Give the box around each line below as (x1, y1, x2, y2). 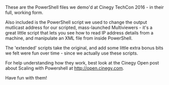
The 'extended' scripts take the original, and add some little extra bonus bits (5, 45, 163, 50)
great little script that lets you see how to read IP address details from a (5, 30, 154, 35)
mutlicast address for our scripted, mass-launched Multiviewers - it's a (5, 24, 153, 30)
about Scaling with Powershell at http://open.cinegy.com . (5, 65, 125, 71)
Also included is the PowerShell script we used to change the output (5, 19, 147, 25)
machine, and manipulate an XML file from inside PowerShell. (5, 35, 133, 41)
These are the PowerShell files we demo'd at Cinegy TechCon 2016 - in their (5, 4, 164, 10)
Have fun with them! (5, 75, 47, 80)
